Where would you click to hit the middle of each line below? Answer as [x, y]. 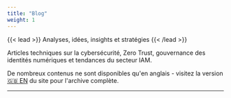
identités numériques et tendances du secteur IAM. [80, 60]
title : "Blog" [27, 13]
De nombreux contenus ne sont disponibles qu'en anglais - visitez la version [115, 73]
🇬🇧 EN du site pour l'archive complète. [63, 80]
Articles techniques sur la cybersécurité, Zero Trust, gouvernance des [107, 53]
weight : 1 [21, 20]
